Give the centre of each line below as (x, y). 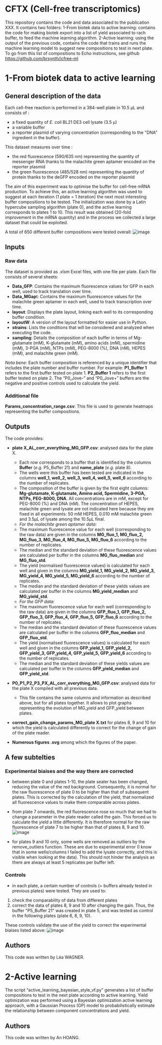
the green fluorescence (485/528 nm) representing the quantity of (78, 172)
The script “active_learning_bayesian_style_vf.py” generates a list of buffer (79, 990)
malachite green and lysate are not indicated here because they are (86, 508)
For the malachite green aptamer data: (58, 524)
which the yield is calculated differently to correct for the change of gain (84, 727)
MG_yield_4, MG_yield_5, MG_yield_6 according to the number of (84, 575)
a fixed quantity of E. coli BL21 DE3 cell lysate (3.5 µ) (65, 122)
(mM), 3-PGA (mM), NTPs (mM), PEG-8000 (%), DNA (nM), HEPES (79, 348)
